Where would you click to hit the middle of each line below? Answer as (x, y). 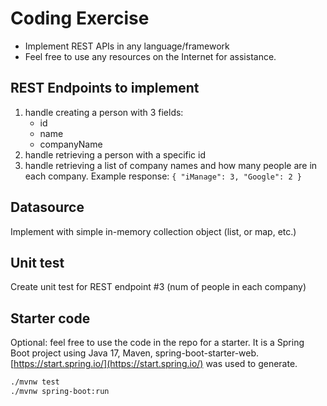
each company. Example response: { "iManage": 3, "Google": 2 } (163, 176)
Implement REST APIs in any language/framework (127, 46)
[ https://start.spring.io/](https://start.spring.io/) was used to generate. (154, 364)
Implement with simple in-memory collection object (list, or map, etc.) (153, 231)
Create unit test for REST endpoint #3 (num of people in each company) (158, 287)
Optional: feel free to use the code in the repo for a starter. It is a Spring (157, 343)
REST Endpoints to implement (105, 88)
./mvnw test (35, 382)
